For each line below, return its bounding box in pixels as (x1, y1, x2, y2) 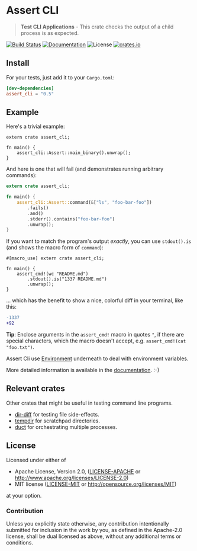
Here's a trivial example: (6, 123, 65, 130)
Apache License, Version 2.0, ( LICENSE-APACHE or (14, 467, 141, 475)
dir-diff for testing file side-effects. (14, 411, 99, 418)
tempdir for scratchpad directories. (14, 417, 101, 424)
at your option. (6, 492, 42, 499)
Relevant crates (6, 383, 65, 394)
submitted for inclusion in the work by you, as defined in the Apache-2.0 (6, 526, 182, 533)
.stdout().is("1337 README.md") (27, 276, 108, 282)
